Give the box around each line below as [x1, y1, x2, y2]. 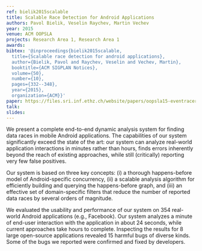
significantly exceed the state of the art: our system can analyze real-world [6, 139, 192, 146]
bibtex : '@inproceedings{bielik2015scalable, [6, 48, 122, 54]
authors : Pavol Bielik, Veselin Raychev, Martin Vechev [6, 20, 149, 26]
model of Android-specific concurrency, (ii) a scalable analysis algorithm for [6, 175, 195, 183]
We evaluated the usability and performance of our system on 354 [6, 207, 171, 214]
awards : [6, 43, 26, 49]
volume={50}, [11, 70, 44, 76]
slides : [6, 109, 26, 115]
